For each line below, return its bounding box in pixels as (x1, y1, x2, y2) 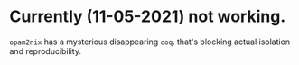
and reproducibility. (9, 45, 81, 56)
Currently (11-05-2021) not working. (9, 6, 286, 27)
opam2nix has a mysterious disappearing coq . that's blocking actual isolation (9, 36, 291, 47)
